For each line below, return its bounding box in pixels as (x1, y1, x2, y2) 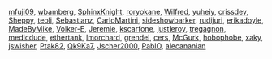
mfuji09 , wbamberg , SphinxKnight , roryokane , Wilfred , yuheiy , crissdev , (8, 7, 249, 16)
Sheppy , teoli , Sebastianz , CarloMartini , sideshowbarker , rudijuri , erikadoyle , (8, 15, 264, 25)
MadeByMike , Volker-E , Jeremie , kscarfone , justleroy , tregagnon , (8, 24, 227, 33)
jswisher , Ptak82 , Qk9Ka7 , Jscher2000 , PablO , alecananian (8, 41, 206, 51)
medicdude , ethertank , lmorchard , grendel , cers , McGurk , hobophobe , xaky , (8, 32, 264, 42)
